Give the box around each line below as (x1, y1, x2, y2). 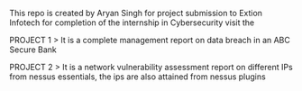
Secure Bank (9, 44, 57, 55)
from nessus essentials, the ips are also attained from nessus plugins (9, 71, 266, 82)
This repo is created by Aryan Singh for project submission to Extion (9, 8, 263, 18)
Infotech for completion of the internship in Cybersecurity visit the (9, 17, 255, 28)
